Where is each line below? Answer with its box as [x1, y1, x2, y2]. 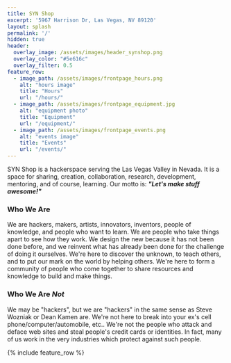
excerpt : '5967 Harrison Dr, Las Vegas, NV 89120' [7, 17, 157, 24]
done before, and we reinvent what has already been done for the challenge [7, 243, 224, 251]
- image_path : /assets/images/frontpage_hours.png [13, 74, 163, 82]
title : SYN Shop [7, 10, 54, 17]
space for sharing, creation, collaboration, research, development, [7, 172, 196, 181]
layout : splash [7, 23, 51, 30]
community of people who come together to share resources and [7, 265, 194, 273]
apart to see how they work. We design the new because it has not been [7, 235, 214, 243]
